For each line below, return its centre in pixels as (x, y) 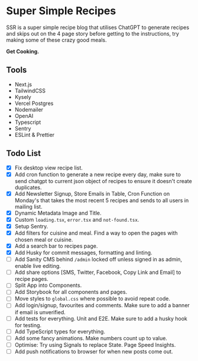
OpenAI (24, 116)
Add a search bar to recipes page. (56, 246)
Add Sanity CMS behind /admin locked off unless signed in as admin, (98, 260)
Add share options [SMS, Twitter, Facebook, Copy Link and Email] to (98, 272)
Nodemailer (29, 109)
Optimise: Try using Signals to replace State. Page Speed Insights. (95, 344)
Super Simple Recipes (61, 11)
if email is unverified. (40, 312)
